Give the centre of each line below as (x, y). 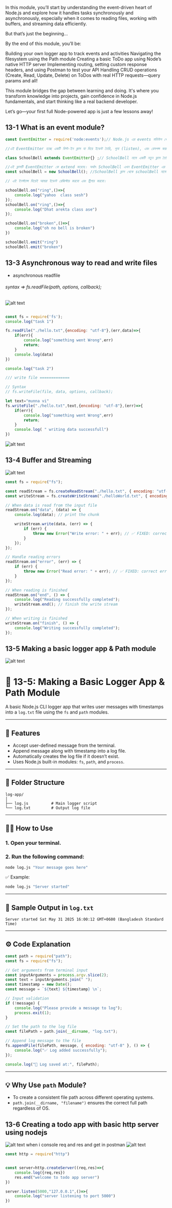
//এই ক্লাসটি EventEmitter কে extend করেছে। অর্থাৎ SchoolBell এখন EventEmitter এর (85, 167)
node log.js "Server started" (38, 887)
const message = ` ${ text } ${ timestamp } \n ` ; (53, 989)
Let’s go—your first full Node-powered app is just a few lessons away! (79, 111)
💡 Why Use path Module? (46, 1085)
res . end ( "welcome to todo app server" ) (57, 1177)
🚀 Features (23, 733)
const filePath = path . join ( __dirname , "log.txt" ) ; (61, 1032)
